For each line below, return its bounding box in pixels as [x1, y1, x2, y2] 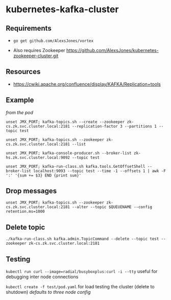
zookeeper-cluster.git [13, 53, 59, 59]
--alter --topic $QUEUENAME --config [71, 205, 153, 210]
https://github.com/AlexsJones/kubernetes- [66, 47, 159, 53]
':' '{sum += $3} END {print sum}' [6, 172, 82, 178]
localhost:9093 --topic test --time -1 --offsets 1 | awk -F [33, 168, 166, 173]
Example [6, 96, 34, 105]
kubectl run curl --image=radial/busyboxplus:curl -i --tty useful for [6, 268, 158, 274]
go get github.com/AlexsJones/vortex [13, 38, 94, 43]
